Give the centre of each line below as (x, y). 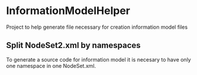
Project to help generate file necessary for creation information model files (97, 27)
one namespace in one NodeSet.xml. (51, 66)
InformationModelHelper (68, 11)
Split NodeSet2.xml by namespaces (73, 45)
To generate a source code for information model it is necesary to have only (98, 59)
